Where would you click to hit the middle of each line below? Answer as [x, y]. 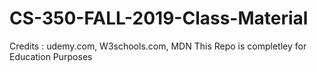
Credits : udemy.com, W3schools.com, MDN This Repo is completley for [158, 46]
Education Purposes [51, 56]
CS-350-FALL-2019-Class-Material [159, 18]
